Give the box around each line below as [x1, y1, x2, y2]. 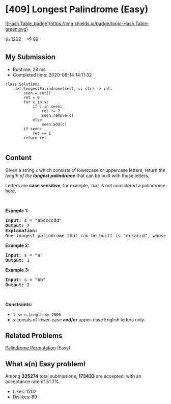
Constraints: [5, 301, 33, 307]
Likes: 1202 [12, 389, 37, 395]
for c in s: [23, 99, 49, 105]
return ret [23, 135, 47, 140]
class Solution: [5, 82, 40, 87]
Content [5, 154, 32, 162]
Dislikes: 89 [12, 394, 37, 400]
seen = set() [23, 90, 51, 95]
